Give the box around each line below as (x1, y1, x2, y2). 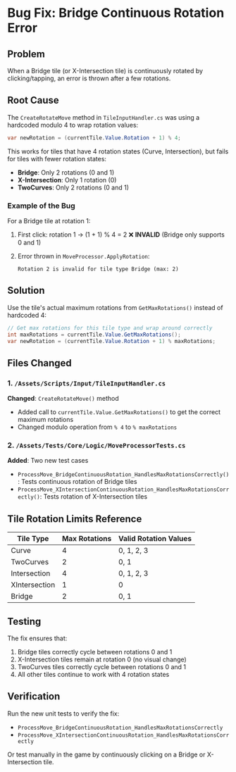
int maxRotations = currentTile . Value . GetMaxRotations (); (7, 331, 181, 338)
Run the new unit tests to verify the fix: (7, 709, 120, 718)
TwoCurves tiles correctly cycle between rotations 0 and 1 (17, 663, 187, 671)
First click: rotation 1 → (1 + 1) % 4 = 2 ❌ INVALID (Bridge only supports (17, 230, 225, 239)
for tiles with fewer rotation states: (7, 154, 107, 163)
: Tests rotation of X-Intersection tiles (39, 492, 148, 501)
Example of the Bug (7, 201, 75, 211)
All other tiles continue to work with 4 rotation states (17, 671, 170, 679)
